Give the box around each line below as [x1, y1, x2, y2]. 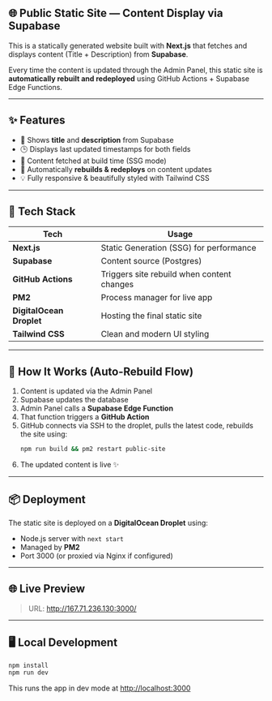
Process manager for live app [100, 292, 213, 303]
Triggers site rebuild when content [100, 269, 232, 280]
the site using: [19, 429, 68, 439]
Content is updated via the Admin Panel [19, 386, 152, 396]
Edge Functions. [8, 82, 63, 92]
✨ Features [8, 114, 66, 127]
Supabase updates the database [19, 395, 129, 405]
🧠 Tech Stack [8, 204, 76, 218]
